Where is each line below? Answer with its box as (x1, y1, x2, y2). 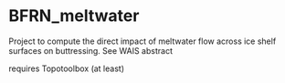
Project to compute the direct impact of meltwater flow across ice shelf (8, 36, 277, 47)
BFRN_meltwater (8, 5, 140, 26)
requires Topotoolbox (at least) (8, 63, 125, 74)
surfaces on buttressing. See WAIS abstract (8, 45, 173, 56)
